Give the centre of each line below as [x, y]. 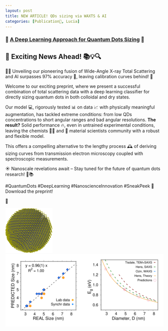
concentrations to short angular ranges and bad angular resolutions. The [80, 120]
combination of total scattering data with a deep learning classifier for [77, 92]
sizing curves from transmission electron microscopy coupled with [74, 153]
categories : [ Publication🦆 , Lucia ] [43, 21]
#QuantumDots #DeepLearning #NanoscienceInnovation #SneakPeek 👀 [80, 186]
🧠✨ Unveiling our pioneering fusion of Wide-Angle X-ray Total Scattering [80, 71]
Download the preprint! [29, 191]
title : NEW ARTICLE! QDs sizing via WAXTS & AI [56, 16]
